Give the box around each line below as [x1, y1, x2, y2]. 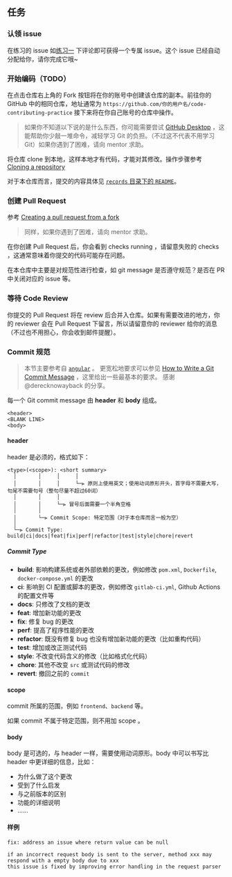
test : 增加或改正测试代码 [17, 644, 88, 652]
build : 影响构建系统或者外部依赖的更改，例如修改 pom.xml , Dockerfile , [17, 565, 217, 574]
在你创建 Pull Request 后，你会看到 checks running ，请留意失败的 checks [7, 242, 220, 251]
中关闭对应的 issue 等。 [7, 274, 75, 283]
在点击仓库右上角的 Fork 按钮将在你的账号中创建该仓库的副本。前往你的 [7, 91, 212, 99]
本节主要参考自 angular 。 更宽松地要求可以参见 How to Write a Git [24, 364, 215, 372]
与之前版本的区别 [17, 790, 66, 798]
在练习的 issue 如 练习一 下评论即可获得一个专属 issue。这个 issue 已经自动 [7, 46, 220, 54]
